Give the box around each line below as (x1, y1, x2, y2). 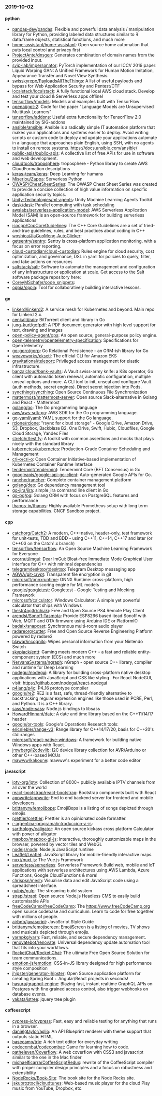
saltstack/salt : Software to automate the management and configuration (12, 264, 156, 270)
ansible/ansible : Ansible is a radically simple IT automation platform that (12, 124, 155, 130)
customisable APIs (12, 898, 49, 904)
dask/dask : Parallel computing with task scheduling (12, 202, 115, 208)
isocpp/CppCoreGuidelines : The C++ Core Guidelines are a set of (12, 223, 143, 229)
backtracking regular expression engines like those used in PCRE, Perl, (12, 695, 153, 701)
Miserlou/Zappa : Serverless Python (12, 176, 83, 182)
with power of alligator (12, 831, 57, 837)
